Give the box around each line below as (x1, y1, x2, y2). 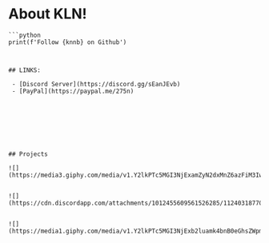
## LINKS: (8, 66, 42, 74)
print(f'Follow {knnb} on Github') (8, 38, 127, 46)
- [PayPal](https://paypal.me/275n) (11, 87, 134, 95)
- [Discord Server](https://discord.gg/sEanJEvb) (11, 80, 181, 88)
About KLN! (8, 5, 87, 23)
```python (8, 31, 42, 39)
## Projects (8, 149, 48, 158)
